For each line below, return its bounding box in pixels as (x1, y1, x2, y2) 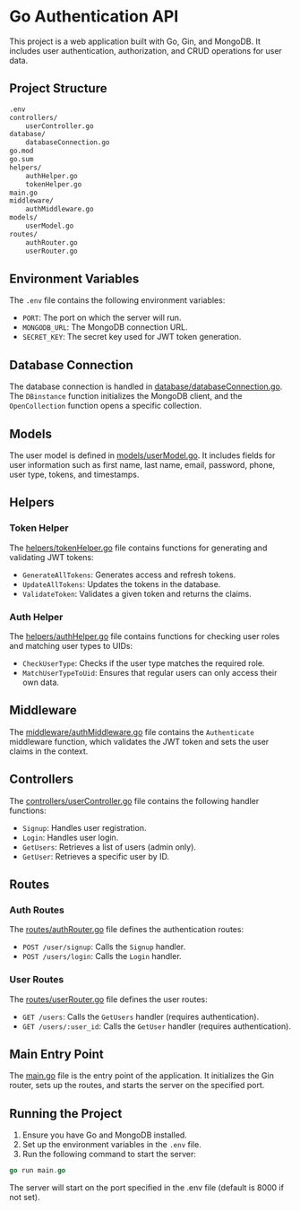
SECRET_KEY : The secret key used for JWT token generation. (21, 332, 242, 342)
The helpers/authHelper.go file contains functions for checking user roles (9, 630, 280, 642)
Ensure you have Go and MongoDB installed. (21, 1129, 188, 1140)
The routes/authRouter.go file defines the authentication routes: (9, 924, 244, 935)
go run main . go (9, 1166, 66, 1175)
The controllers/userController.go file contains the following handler (9, 795, 260, 806)
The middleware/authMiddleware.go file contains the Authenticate (9, 726, 255, 737)
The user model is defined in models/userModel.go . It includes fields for (9, 450, 276, 461)
